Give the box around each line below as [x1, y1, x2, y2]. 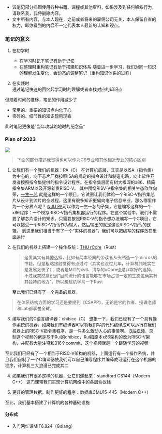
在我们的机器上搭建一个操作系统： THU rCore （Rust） [12, 244, 119, 250]
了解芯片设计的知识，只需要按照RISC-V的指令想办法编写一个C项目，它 [16, 216, 157, 221]
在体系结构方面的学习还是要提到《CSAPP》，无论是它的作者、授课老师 [16, 299, 156, 305]
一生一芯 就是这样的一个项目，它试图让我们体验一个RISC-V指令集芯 [20, 191, 155, 197]
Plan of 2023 [5, 136, 36, 143]
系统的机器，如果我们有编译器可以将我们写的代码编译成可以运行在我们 [16, 322, 156, 328]
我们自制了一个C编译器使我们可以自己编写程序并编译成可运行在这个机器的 [9, 356, 157, 362]
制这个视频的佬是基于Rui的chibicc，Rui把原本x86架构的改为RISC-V [12, 334, 146, 340]
